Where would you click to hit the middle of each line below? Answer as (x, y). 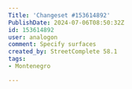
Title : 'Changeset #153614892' (59, 15)
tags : (17, 59)
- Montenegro (29, 66)
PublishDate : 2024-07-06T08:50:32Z (66, 23)
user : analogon (33, 37)
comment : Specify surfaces (52, 44)
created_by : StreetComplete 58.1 (63, 52)
